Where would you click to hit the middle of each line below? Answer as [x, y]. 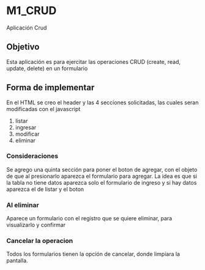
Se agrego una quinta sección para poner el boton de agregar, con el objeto [102, 169]
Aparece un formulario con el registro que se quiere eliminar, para [89, 218]
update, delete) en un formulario [47, 68]
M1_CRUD [32, 11]
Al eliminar [23, 205]
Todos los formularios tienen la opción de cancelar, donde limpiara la [93, 254]
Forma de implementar [50, 87]
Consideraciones [32, 156]
